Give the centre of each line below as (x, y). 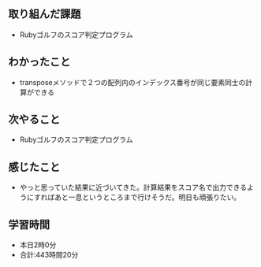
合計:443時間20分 (49, 255)
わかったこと (39, 62)
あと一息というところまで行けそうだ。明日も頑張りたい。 (147, 197)
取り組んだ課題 (45, 14)
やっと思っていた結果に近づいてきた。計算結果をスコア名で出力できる (133, 187)
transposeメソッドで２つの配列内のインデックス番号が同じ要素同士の (132, 82)
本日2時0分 (38, 245)
